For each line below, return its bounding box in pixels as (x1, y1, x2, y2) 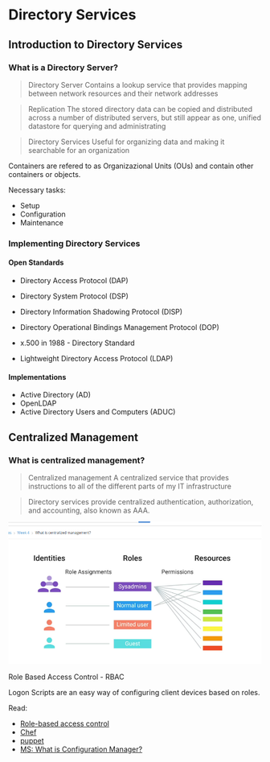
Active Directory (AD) (19, 390, 91, 400)
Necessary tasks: (8, 185, 66, 195)
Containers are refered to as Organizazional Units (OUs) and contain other (8, 161, 254, 171)
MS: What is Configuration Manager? (19, 744, 143, 754)
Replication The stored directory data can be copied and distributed (27, 104, 253, 113)
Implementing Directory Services (8, 237, 141, 249)
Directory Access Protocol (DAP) (19, 276, 129, 285)
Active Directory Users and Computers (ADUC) (19, 407, 176, 417)
